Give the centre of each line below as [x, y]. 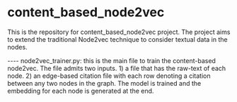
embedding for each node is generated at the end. [81, 91]
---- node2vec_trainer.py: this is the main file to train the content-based [111, 60]
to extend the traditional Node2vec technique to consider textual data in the [117, 39]
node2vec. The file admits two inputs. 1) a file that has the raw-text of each [117, 68]
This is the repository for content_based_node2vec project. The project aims [119, 32]
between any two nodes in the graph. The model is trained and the [104, 83]
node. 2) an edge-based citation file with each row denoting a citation [109, 76]
